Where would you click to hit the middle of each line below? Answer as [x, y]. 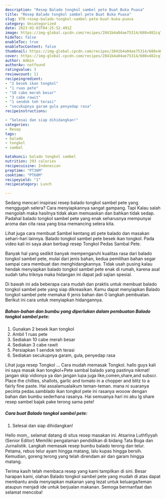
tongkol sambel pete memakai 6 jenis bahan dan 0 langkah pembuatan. [78, 295]
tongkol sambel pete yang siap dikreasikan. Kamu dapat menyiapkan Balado [83, 289]
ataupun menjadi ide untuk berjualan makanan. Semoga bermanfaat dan [79, 487]
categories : [17, 124]
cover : [12, 56]
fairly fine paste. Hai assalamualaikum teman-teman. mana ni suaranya [77, 386]
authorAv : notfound [25, 65]
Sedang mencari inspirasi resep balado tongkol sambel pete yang [72, 203]
